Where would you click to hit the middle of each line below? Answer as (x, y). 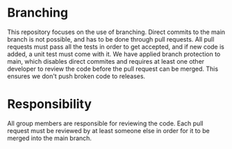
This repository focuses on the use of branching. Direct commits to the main (116, 32)
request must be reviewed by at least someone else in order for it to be (108, 130)
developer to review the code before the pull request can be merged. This (113, 69)
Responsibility (50, 104)
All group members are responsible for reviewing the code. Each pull (105, 123)
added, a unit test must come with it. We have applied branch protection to (114, 54)
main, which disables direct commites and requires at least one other (106, 61)
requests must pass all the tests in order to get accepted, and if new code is (116, 46)
